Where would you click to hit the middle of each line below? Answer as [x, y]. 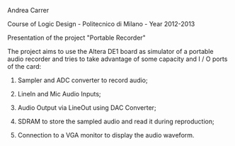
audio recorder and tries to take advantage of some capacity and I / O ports [117, 59]
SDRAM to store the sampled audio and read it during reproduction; [116, 121]
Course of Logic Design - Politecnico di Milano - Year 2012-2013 [101, 24]
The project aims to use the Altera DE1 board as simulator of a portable [110, 51]
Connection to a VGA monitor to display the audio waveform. [106, 135]
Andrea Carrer [28, 10]
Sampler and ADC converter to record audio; [82, 80]
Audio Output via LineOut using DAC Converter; [87, 108]
